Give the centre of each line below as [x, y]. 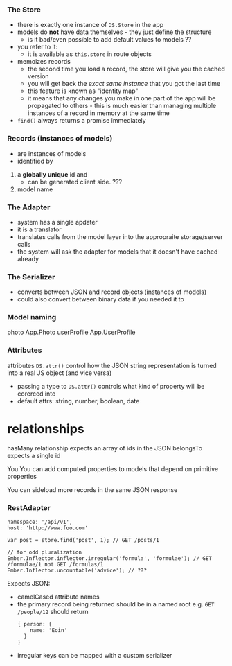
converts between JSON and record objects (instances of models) [111, 292]
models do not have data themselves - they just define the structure [114, 32]
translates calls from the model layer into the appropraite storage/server [120, 236]
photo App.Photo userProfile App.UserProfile [71, 332]
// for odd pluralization [44, 552]
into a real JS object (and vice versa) [60, 373]
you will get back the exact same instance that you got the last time [124, 84]
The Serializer [31, 277]
